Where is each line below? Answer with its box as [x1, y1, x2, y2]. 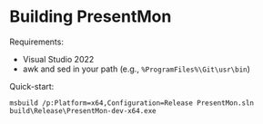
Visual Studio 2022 [22, 53, 95, 64]
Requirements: [9, 36, 64, 47]
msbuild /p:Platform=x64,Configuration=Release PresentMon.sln [9, 98, 255, 108]
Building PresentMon [9, 6, 172, 27]
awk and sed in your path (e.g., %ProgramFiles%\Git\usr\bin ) [22, 63, 250, 74]
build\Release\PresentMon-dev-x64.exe [9, 106, 157, 115]
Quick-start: [9, 81, 55, 91]
